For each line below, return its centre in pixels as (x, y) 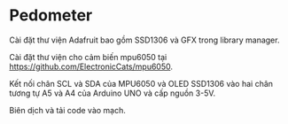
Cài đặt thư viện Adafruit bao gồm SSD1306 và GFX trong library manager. (144, 40)
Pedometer (51, 15)
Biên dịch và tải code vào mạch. (68, 110)
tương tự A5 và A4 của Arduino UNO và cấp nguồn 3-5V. (113, 93)
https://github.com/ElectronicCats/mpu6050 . (91, 66)
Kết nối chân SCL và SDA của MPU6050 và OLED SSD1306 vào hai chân (141, 83)
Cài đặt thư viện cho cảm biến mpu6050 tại (88, 57)
